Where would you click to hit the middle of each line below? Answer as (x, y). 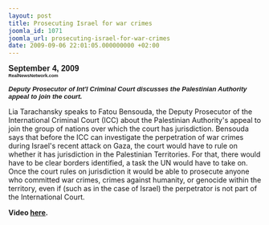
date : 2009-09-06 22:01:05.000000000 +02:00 (84, 46)
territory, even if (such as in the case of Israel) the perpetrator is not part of (133, 189)
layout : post (30, 16)
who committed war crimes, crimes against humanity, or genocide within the (135, 180)
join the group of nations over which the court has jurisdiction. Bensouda (128, 129)
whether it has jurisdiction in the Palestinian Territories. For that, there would (134, 154)
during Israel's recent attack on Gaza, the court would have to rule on (123, 146)
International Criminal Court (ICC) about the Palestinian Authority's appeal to (135, 121)
